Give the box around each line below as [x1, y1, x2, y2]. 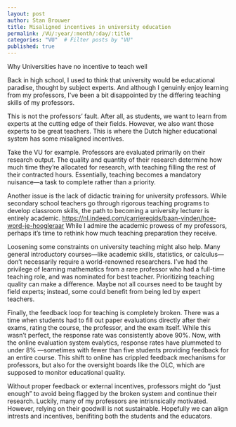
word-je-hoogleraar [7, 222, 65, 229]
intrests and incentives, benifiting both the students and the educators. [7, 412, 213, 420]
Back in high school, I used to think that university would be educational [7, 76, 216, 84]
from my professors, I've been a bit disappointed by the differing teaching [7, 91, 221, 99]
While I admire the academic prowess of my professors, [65, 222, 228, 229]
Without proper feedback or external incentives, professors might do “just [7, 382, 221, 390]
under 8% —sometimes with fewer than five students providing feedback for [7, 346, 229, 354]
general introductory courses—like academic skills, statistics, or [7, 250, 192, 258]
